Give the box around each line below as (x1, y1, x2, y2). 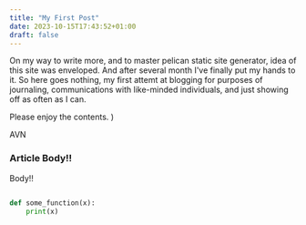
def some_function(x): (9, 198, 96, 208)
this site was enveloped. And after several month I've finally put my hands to (9, 65, 296, 76)
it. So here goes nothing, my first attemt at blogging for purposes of (9, 75, 263, 86)
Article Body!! (9, 152, 73, 165)
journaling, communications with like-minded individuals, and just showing (9, 84, 289, 96)
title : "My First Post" (9, 13, 100, 23)
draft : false (9, 30, 59, 39)
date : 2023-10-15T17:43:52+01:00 (9, 22, 137, 31)
